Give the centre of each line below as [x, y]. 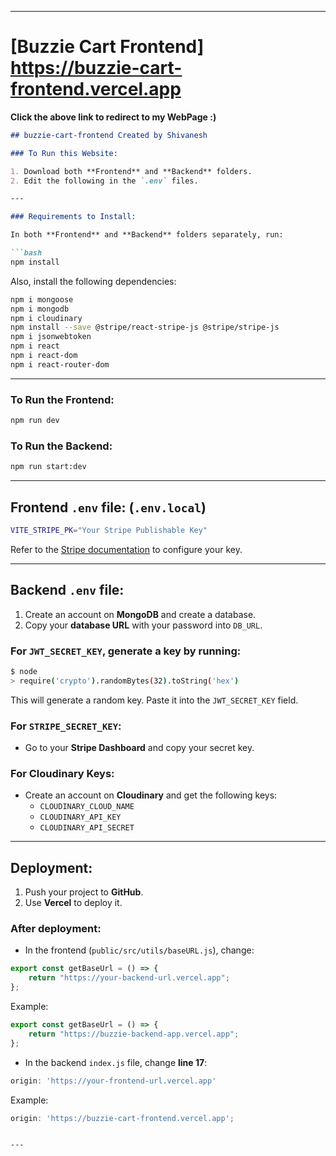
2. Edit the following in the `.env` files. [104, 181]
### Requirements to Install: [73, 217]
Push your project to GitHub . [84, 892]
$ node [24, 671]
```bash [26, 253]
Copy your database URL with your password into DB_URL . [143, 625]
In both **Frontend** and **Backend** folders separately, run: [147, 235]
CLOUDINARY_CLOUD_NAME [87, 807]
